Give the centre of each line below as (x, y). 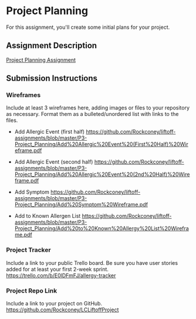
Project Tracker (28, 250)
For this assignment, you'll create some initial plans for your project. (88, 27)
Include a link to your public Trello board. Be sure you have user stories (92, 262)
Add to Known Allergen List (48, 216)
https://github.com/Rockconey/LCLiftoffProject (62, 310)
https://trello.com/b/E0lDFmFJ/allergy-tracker (61, 275)
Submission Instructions (52, 79)
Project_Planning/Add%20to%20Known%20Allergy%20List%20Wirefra (102, 228)
